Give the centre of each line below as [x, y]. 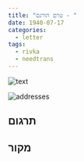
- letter [29, 37]
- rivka [28, 52]
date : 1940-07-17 [36, 23]
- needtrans [35, 59]
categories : [27, 30]
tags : [17, 45]
